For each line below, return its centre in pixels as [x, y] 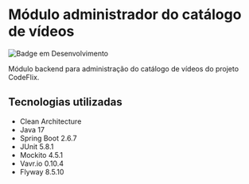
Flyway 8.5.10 [42, 171]
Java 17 [32, 129]
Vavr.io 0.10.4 [41, 163]
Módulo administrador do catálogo [125, 15]
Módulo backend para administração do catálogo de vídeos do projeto [124, 68]
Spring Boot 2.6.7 [48, 138]
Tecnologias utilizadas [65, 102]
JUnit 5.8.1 [37, 146]
